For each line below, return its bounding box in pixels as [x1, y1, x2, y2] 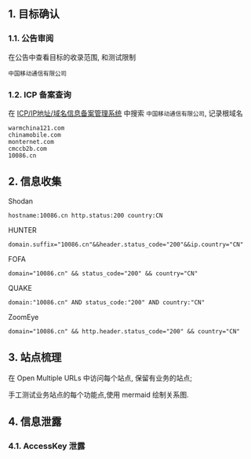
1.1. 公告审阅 [8, 33, 54, 44]
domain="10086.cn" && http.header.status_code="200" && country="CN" [8, 327, 241, 336]
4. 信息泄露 [8, 415, 62, 428]
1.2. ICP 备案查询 [8, 89, 72, 100]
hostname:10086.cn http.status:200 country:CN [8, 211, 163, 219]
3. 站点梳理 [8, 351, 62, 364]
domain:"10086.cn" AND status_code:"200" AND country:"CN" [8, 298, 206, 307]
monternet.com [8, 138, 55, 145]
